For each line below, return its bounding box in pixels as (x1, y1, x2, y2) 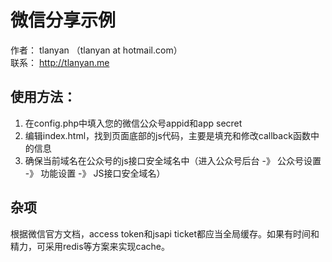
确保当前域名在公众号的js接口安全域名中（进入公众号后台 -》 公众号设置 (24, 154, 322, 166)
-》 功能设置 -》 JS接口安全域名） (24, 167, 166, 179)
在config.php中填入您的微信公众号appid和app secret (24, 117, 243, 129)
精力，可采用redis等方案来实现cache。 (10, 240, 170, 252)
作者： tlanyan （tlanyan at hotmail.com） (10, 44, 183, 56)
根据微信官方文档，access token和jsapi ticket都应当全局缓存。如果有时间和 (10, 227, 320, 240)
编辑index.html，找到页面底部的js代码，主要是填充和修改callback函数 (24, 129, 311, 141)
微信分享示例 (10, 9, 117, 32)
